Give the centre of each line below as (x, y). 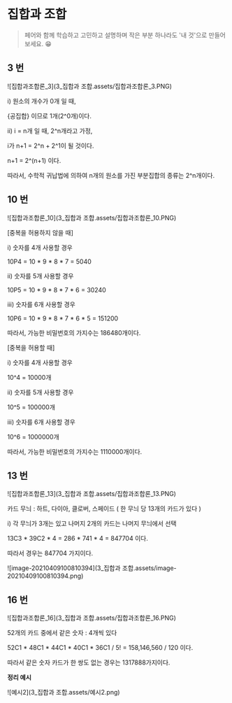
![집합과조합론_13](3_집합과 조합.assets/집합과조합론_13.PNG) (92, 494)
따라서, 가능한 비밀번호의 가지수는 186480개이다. (74, 332)
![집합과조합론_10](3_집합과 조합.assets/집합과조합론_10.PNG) (92, 218)
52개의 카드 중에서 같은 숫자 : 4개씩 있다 (62, 633)
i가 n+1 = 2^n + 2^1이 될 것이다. (51, 145)
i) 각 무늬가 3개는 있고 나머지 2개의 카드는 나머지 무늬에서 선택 (92, 524)
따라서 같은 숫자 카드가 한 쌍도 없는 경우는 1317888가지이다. (89, 662)
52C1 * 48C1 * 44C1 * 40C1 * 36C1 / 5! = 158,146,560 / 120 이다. (100, 648)
